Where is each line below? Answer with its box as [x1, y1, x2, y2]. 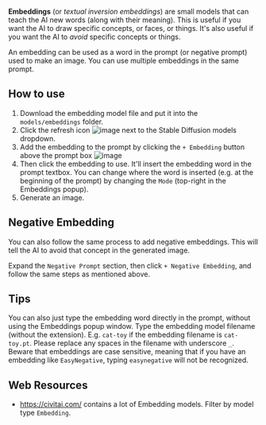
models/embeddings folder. [19, 117, 104, 126]
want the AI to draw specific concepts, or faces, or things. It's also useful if [8, 24, 254, 33]
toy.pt [8, 340, 30, 348]
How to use [8, 87, 65, 101]
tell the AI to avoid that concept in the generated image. [8, 245, 191, 255]
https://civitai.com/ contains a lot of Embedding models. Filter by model [19, 400, 254, 409]
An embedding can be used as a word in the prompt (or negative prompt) [8, 48, 248, 56]
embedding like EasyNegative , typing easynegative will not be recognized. [8, 355, 249, 365]
